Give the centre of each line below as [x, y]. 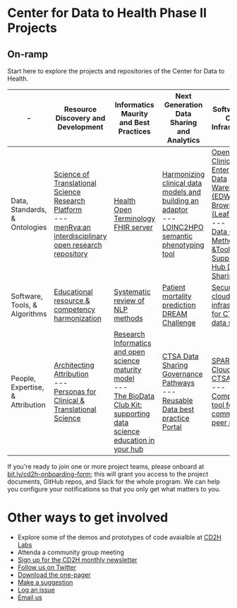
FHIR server [133, 227]
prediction [179, 305]
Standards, [29, 210]
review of [129, 300]
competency [75, 309]
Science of [72, 174]
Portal [172, 427]
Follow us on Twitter [47, 567]
